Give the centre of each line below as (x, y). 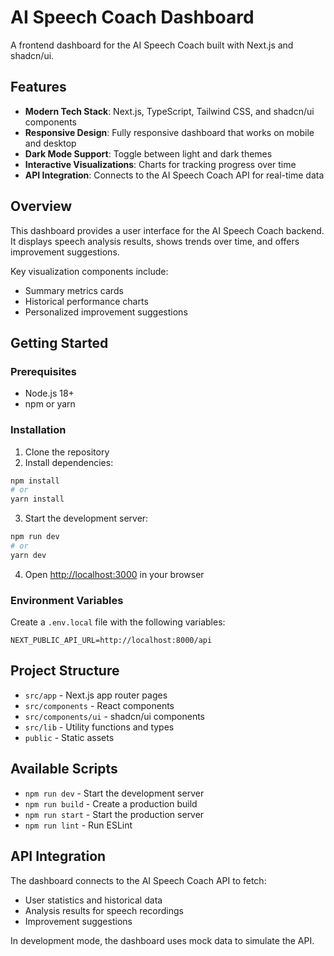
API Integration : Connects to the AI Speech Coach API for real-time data (174, 175)
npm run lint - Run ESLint (78, 825)
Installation (38, 430)
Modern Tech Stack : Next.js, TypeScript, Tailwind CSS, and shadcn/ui (169, 111)
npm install (35, 481)
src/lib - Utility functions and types (99, 727)
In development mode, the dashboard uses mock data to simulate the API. (162, 940)
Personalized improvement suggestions (106, 312)
